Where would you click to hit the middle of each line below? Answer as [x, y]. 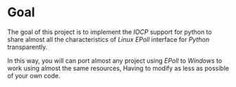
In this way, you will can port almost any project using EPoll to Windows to [115, 60]
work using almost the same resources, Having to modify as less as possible [118, 68]
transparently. [27, 47]
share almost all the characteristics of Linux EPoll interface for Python [108, 39]
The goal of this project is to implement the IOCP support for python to [110, 32]
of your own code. [34, 76]
